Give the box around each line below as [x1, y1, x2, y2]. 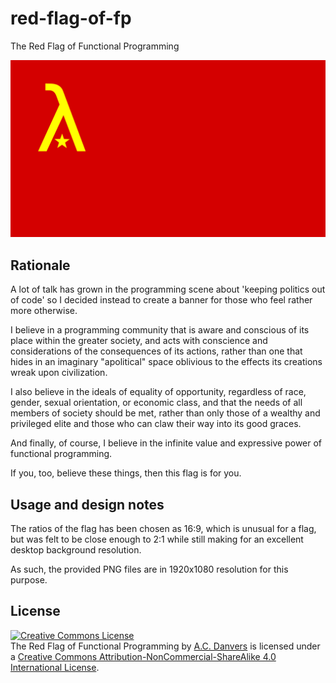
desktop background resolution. [10, 544, 142, 556]
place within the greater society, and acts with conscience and [10, 335, 268, 347]
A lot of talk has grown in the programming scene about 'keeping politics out [10, 283, 326, 296]
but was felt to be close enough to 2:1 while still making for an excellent [10, 533, 304, 546]
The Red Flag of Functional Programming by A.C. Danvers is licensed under [10, 640, 321, 652]
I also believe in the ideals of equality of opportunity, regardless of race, [10, 386, 307, 398]
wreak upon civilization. [10, 367, 108, 379]
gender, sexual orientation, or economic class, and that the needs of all [10, 397, 303, 409]
